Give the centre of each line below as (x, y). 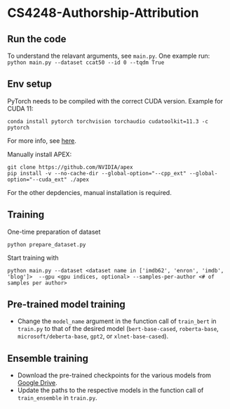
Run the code (37, 39)
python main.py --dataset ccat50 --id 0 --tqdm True (86, 63)
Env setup (30, 84)
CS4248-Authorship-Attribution (103, 13)
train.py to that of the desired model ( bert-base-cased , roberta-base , (118, 329)
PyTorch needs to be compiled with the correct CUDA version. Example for (115, 101)
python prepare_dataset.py (47, 244)
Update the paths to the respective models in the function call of (110, 390)
